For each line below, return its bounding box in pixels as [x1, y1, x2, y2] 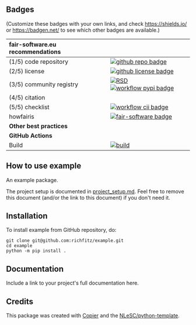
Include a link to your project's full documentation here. [6, 279, 139, 286]
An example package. [6, 176, 58, 183]
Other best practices [9, 122, 68, 130]
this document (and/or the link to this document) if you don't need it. [6, 194, 170, 201]
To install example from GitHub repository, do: [6, 227, 117, 234]
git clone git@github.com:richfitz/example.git [6, 238, 124, 244]
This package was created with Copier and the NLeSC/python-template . [6, 312, 180, 319]
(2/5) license [9, 67, 45, 75]
